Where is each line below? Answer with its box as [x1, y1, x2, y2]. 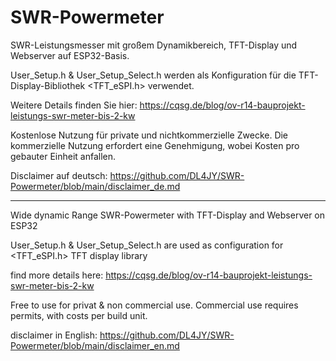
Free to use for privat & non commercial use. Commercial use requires [10, 299, 299, 311]
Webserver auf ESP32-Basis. [10, 49, 130, 61]
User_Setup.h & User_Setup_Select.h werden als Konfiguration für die [10, 69, 297, 81]
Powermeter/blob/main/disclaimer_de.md [10, 180, 181, 192]
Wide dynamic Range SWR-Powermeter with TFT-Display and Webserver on [10, 209, 326, 221]
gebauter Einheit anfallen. [10, 150, 117, 162]
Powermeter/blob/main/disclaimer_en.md [10, 339, 180, 351]
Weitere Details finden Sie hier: [10, 99, 138, 111]
